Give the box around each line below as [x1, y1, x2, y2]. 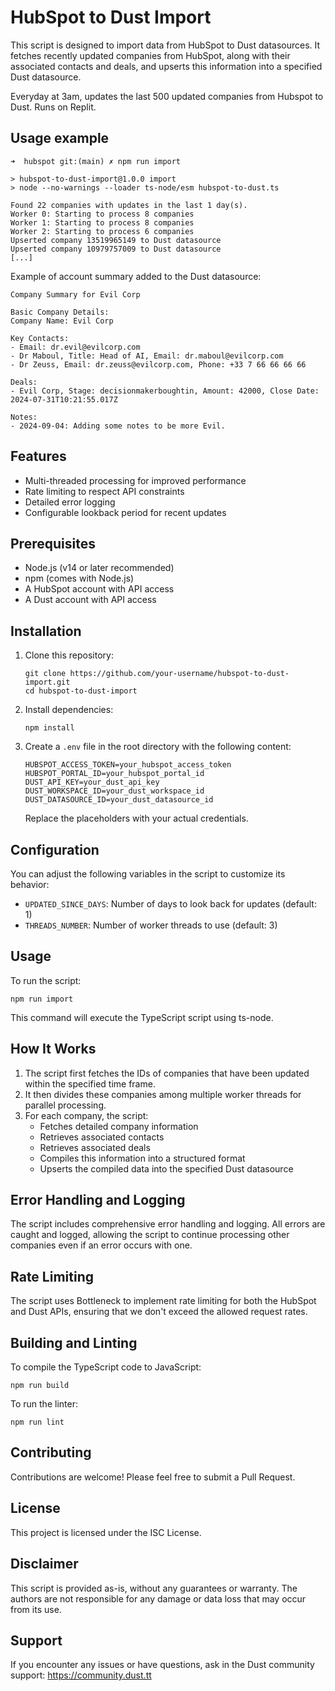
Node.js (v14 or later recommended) [24, 562, 175, 574]
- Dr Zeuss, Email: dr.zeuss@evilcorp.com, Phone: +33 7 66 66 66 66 [10, 359, 307, 370]
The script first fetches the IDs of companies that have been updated [24, 1067, 310, 1079]
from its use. [10, 1603, 62, 1615]
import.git [24, 677, 71, 688]
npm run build [10, 1381, 70, 1391]
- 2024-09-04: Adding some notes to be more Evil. [10, 421, 226, 431]
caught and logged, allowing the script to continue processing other [10, 1229, 290, 1241]
